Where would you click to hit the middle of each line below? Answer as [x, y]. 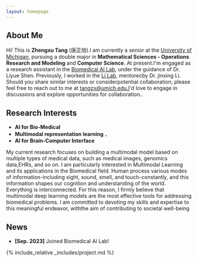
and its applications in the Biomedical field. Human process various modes [97, 171]
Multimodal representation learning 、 [62, 134]
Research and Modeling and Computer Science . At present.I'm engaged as [99, 63]
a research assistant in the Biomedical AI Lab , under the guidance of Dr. [93, 69]
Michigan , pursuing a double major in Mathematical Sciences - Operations [98, 57]
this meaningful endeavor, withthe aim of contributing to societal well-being [98, 208]
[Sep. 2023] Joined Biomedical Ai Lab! [62, 241]
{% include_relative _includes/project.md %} [60, 253]
